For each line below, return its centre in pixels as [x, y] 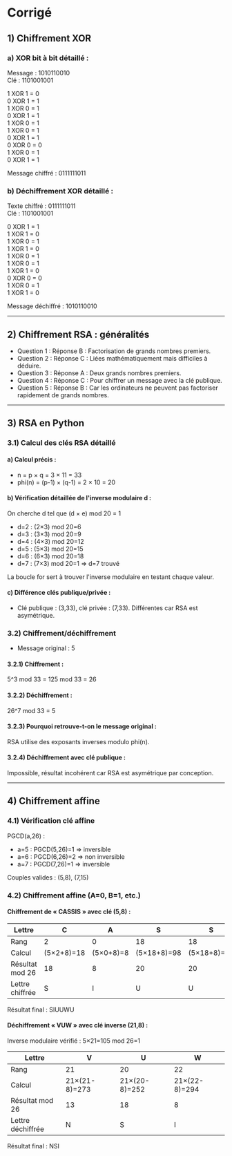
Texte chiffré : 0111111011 [41, 206]
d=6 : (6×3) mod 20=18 [50, 556]
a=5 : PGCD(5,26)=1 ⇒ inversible [64, 849]
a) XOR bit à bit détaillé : [48, 58]
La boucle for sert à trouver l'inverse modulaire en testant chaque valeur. [110, 577]
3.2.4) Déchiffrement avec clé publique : [67, 757]
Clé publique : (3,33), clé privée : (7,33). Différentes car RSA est [107, 608]
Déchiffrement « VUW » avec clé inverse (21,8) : [78, 1025]
